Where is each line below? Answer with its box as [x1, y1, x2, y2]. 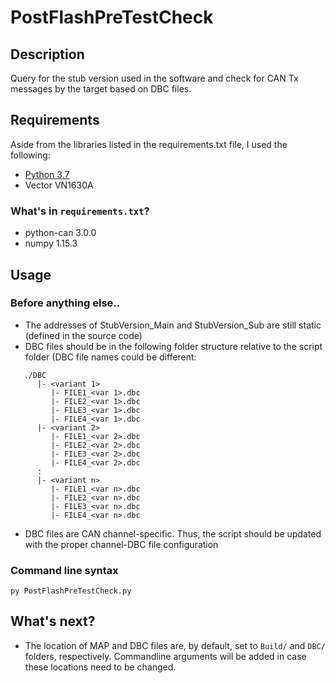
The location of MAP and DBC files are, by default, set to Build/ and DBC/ [24, 639, 326, 651]
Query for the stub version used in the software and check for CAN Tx [10, 72, 299, 84]
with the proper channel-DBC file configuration [24, 538, 219, 550]
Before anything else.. [10, 296, 121, 310]
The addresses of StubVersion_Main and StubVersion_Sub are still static [24, 319, 322, 331]
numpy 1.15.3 [24, 237, 78, 250]
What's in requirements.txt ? [10, 204, 150, 218]
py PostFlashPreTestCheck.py [10, 586, 132, 596]
